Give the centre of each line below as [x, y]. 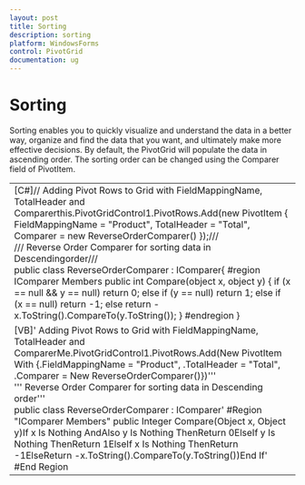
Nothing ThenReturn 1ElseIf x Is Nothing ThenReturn [126, 444]
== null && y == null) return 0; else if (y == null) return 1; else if [148, 292]
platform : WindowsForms [54, 43]
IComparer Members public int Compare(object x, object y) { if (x [152, 281]
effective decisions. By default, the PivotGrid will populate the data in [138, 149]
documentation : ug [44, 60]
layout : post [34, 18]
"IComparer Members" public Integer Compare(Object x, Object [150, 421]
